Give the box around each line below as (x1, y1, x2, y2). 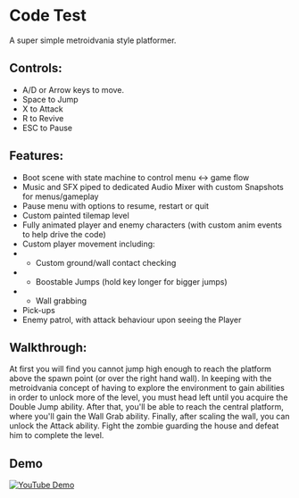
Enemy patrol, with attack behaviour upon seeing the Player (21, 314, 242, 325)
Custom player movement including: (21, 238, 155, 249)
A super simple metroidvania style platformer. (9, 35, 177, 46)
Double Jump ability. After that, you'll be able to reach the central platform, (9, 402, 284, 412)
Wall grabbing (35, 295, 87, 306)
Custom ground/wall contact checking (35, 257, 177, 268)
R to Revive (21, 112, 64, 123)
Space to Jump (21, 94, 79, 104)
